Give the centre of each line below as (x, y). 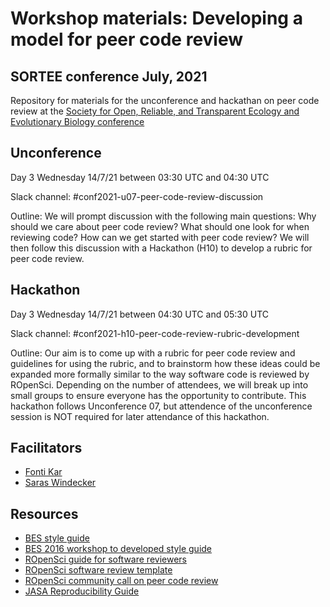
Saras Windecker (60, 483)
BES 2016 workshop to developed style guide (118, 549)
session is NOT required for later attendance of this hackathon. (140, 416)
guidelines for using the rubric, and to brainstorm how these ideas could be (165, 363)
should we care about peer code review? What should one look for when (160, 226)
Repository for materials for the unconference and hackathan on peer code (165, 100)
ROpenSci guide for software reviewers (105, 559)
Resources (44, 513)
